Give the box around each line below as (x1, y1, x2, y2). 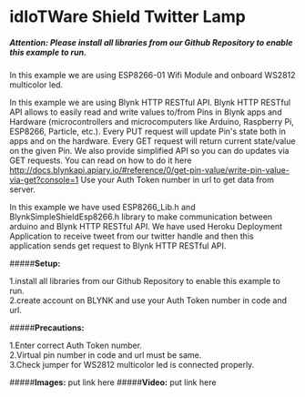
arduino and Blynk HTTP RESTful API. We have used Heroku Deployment (9, 221, 283, 232)
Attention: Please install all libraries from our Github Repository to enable (9, 36, 293, 47)
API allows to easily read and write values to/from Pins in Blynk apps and (9, 107, 282, 117)
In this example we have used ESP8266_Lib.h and (9, 202, 196, 213)
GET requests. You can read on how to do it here (9, 155, 192, 166)
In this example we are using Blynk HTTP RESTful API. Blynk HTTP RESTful (9, 97, 291, 108)
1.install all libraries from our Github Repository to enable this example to (9, 276, 280, 287)
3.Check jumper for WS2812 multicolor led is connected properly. (9, 360, 255, 371)
